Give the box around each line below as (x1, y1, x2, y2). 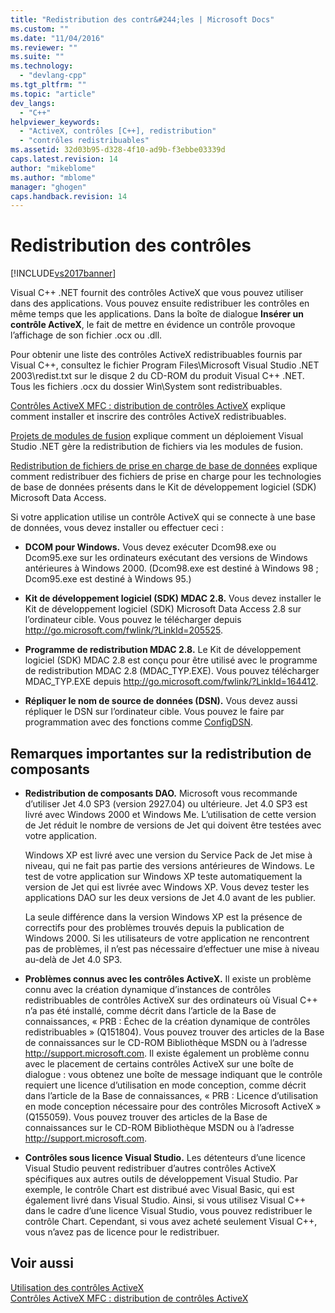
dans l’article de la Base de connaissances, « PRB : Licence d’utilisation (24, 1090, 319, 1101)
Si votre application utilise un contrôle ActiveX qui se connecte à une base (10, 511, 316, 523)
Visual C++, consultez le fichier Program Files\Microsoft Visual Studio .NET (10, 359, 320, 371)
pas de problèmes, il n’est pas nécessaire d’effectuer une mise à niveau (24, 943, 320, 955)
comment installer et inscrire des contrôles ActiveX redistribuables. (10, 411, 287, 423)
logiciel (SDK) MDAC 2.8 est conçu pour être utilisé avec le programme (24, 654, 318, 666)
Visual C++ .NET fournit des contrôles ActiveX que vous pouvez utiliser (10, 287, 304, 299)
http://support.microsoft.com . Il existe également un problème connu (24, 1047, 310, 1059)
